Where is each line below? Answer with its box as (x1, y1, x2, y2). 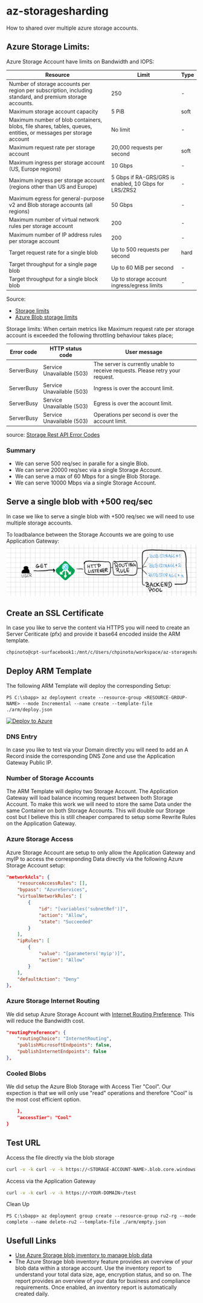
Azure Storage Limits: (6, 42, 90, 52)
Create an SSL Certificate (6, 608, 104, 618)
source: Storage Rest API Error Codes (6, 431, 100, 438)
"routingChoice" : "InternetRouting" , (17, 1036, 112, 1042)
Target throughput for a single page (8, 261, 97, 267)
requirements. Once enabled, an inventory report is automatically (14, 1284, 177, 1291)
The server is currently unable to (93, 360, 175, 367)
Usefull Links (6, 1235, 57, 1246)
